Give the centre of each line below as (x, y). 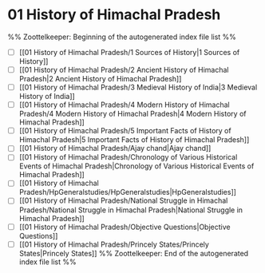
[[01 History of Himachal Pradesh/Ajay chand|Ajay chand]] (115, 148)
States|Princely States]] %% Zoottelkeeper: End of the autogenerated (134, 253)
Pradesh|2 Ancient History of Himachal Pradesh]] (100, 79)
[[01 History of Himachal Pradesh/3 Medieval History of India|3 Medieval (138, 87)
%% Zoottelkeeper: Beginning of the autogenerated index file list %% (122, 37)
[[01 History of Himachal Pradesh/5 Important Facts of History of (125, 131)
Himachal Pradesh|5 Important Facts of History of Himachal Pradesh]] (134, 140)
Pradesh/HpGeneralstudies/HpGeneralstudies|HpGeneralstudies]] (128, 192)
